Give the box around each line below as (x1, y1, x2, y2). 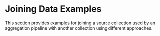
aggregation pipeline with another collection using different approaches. (5, 25, 153, 31)
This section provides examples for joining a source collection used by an (5, 20, 155, 26)
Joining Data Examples (5, 3, 102, 15)
